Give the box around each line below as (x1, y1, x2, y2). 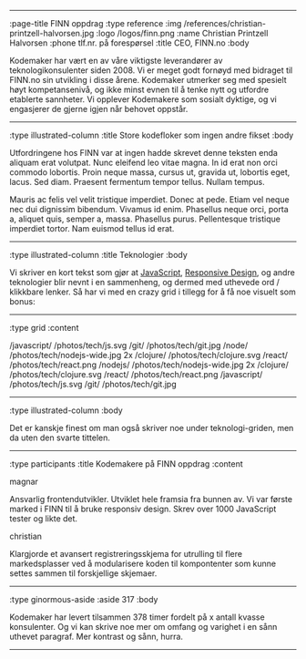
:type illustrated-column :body (9, 405, 123, 416)
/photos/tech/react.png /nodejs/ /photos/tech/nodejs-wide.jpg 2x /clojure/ (9, 359, 289, 370)
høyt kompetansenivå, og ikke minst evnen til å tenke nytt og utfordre (9, 84, 270, 95)
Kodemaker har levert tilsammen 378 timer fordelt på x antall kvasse (9, 612, 266, 623)
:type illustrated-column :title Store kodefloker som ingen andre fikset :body (9, 129, 294, 140)
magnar (9, 476, 39, 487)
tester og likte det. (9, 513, 78, 524)
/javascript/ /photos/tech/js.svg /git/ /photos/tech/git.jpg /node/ (9, 340, 249, 351)
